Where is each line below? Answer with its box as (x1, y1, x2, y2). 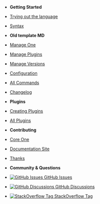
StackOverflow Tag (54, 193, 93, 199)
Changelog (9, 89, 32, 95)
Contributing (9, 127, 37, 133)
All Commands (9, 80, 40, 85)
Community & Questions (9, 165, 61, 170)
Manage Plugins (9, 51, 42, 57)
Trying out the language (9, 14, 58, 19)
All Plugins (9, 118, 31, 123)
